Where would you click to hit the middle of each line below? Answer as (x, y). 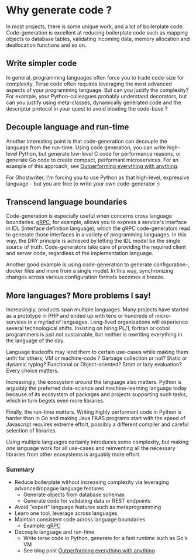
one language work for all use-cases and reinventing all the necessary (91, 448)
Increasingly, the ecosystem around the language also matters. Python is (94, 382)
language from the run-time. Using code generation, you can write (86, 147)
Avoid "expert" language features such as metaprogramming (88, 507)
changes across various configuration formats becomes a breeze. (85, 277)
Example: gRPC (42, 526)
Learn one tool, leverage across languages (66, 513)
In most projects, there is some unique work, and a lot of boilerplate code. (95, 26)
